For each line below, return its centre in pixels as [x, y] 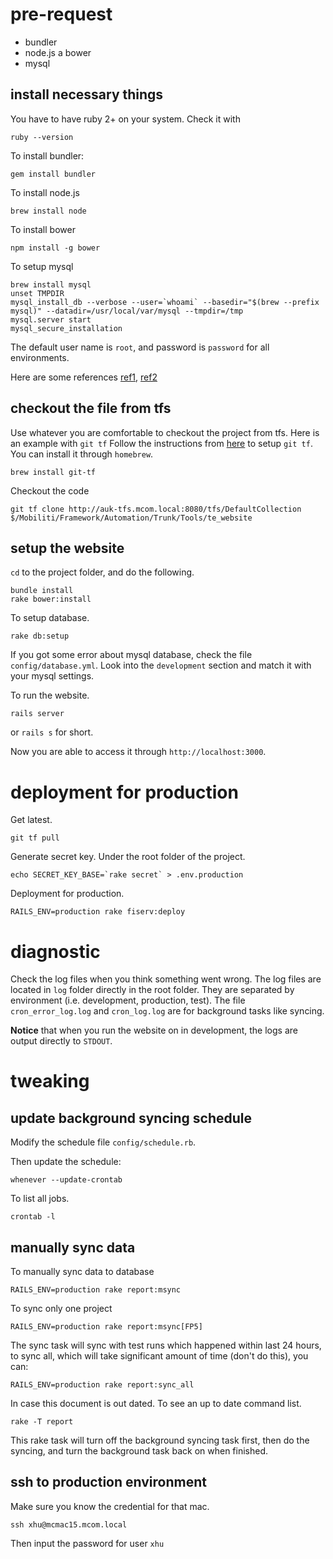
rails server [37, 714]
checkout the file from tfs [91, 408]
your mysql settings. [52, 676]
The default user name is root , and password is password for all [140, 347]
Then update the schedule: [66, 1162]
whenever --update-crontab [66, 1180]
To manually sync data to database [82, 1272]
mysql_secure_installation [66, 328]
